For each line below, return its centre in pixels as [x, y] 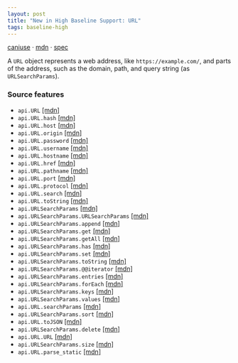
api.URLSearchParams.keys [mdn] [65, 291]
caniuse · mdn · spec [38, 48]
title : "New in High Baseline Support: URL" [74, 21]
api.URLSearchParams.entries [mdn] [70, 276]
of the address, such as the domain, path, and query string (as [99, 69]
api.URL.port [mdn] [47, 178]
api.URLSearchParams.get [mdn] [64, 231]
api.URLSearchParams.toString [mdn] [72, 261]
